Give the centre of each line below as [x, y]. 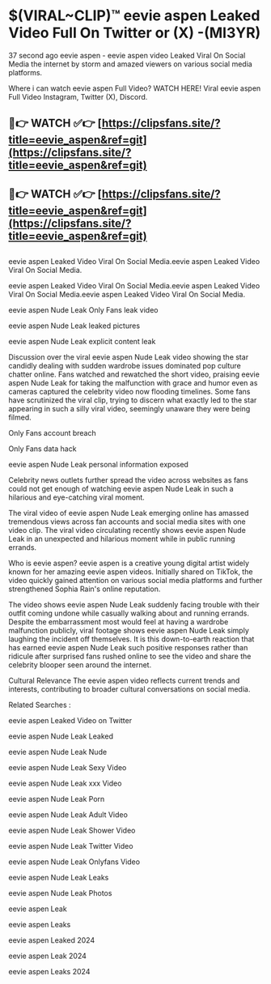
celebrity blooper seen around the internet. [80, 665]
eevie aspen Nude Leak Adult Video [68, 815]
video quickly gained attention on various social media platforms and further [135, 581]
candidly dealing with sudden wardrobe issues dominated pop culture [125, 366]
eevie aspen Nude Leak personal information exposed [98, 465]
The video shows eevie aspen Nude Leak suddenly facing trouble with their [134, 605]
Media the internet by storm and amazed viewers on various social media [130, 64]
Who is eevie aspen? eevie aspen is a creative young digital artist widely [129, 563]
